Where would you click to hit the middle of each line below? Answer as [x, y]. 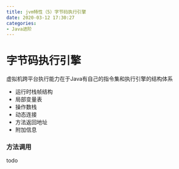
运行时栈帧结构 [34, 92]
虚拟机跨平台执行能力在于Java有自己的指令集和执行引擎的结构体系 [90, 79]
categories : [21, 23]
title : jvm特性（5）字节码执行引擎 [46, 12]
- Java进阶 [19, 29]
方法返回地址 [31, 122]
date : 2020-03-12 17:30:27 [40, 18]
